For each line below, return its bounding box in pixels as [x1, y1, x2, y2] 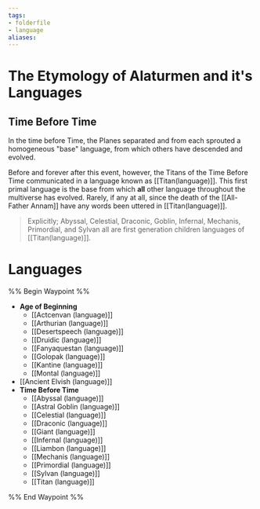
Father [8, 201, 30, 211]
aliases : [8, 33, 37, 42]
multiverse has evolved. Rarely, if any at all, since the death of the [8, 193, 220, 203]
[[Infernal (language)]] [31, 435, 103, 445]
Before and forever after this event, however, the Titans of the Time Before [8, 168, 248, 178]
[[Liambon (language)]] [31, 444, 107, 453]
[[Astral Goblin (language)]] [31, 402, 120, 412]
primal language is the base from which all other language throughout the [8, 185, 246, 194]
